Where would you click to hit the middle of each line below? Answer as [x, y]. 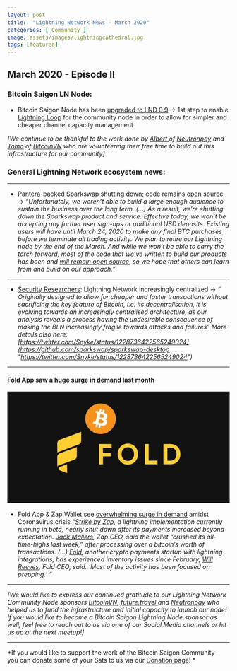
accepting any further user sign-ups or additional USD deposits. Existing [123, 224]
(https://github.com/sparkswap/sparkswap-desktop [93, 349]
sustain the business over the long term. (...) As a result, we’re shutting [120, 209]
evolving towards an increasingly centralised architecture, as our [112, 312]
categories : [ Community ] [47, 30]
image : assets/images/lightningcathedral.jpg [75, 37]
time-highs [33, 544]
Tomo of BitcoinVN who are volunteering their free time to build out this [111, 146]
